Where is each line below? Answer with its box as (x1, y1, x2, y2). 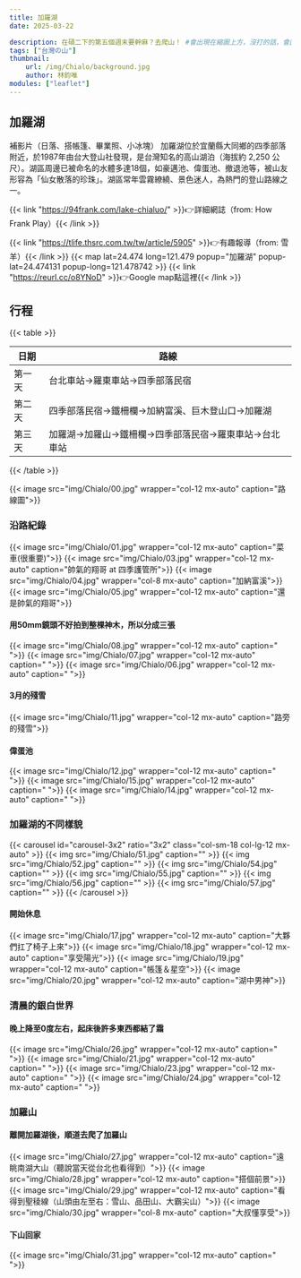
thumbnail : (9, 55, 50, 64)
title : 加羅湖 (9, 13, 58, 22)
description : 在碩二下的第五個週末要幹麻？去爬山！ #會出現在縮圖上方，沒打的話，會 (9, 38, 289, 47)
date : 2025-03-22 (9, 21, 74, 30)
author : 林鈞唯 (25, 71, 78, 81)
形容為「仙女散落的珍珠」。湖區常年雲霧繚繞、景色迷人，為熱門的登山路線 (9, 174, 280, 184)
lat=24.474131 (9, 261, 61, 271)
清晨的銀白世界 (9, 999, 74, 1012)
